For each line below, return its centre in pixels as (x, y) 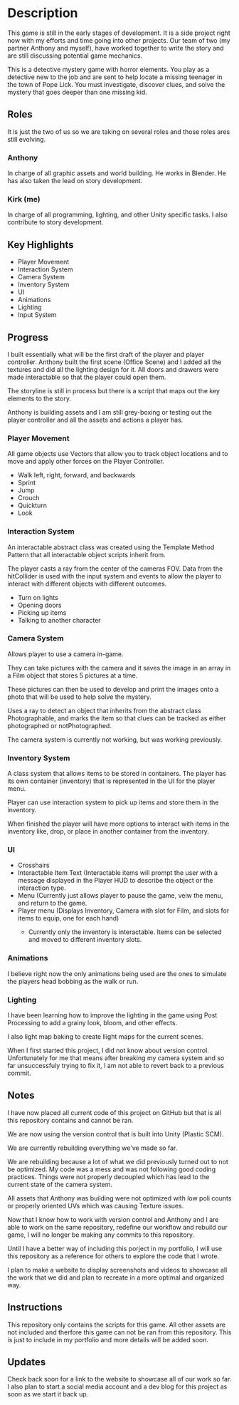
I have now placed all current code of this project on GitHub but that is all (115, 1112)
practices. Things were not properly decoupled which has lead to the (108, 1176)
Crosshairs (33, 865)
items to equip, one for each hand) (68, 918)
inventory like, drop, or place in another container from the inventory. (108, 831)
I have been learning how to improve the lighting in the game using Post (112, 1015)
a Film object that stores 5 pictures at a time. (73, 675)
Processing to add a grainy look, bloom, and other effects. (92, 1023)
